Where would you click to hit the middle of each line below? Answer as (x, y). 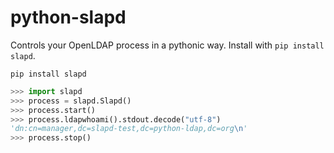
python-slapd (68, 17)
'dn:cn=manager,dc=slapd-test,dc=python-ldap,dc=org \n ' (129, 129)
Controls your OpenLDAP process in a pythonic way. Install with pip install (167, 45)
